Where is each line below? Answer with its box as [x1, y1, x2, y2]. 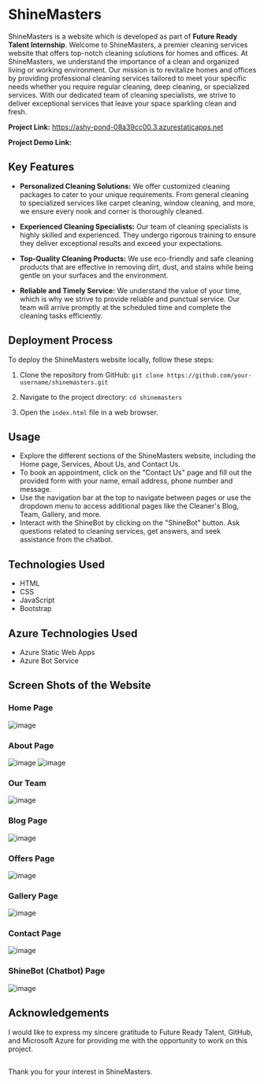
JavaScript [19, 595, 55, 605]
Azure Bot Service [19, 656, 79, 665]
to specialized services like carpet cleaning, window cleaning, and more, [19, 198, 256, 207]
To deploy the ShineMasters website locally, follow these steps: [8, 355, 214, 364]
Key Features [8, 160, 75, 174]
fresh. [8, 106, 28, 116]
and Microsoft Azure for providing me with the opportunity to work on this [8, 1035, 248, 1045]
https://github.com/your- [166, 371, 252, 379]
